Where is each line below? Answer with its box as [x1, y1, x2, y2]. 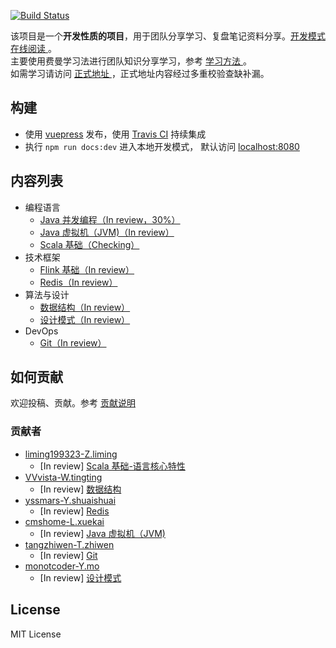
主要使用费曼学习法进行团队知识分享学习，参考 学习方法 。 [10, 55, 252, 67]
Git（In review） [39, 336, 107, 349]
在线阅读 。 [10, 43, 57, 54]
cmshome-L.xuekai [24, 515, 105, 527]
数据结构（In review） [39, 301, 131, 313]
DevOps [24, 325, 59, 337]
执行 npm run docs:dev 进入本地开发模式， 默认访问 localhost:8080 [24, 140, 300, 152]
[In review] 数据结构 [39, 483, 122, 495]
